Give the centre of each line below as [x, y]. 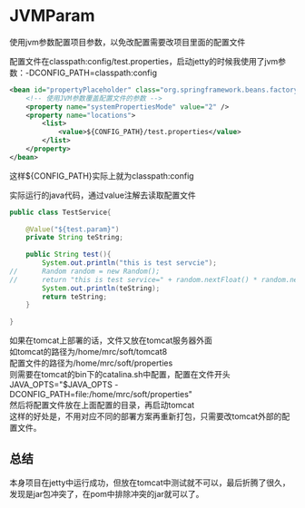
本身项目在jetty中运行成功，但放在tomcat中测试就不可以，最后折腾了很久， [150, 483]
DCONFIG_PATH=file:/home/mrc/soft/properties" [101, 395]
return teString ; [74, 297]
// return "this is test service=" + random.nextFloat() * [133, 279]
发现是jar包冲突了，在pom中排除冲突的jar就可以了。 [107, 493]
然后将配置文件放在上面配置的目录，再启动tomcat [102, 405]
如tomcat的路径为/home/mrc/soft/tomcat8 [89, 352]
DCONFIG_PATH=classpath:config [93, 73]
